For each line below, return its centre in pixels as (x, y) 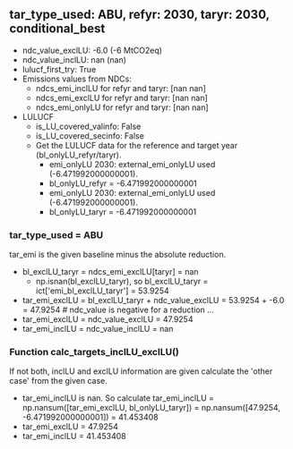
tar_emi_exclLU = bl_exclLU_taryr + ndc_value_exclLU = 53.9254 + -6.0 (153, 301)
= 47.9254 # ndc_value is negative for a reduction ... (118, 310)
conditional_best (57, 29)
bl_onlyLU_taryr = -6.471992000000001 (123, 212)
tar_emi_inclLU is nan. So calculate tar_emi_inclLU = (118, 398)
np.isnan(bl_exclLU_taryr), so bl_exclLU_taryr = (122, 282)
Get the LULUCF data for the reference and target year (137, 145)
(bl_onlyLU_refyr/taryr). (78, 155)
